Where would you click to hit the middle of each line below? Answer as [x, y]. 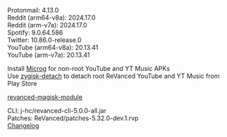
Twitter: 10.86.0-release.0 [44, 40]
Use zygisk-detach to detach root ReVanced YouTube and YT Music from [114, 76]
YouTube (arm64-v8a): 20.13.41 [53, 47]
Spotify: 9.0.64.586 [35, 32]
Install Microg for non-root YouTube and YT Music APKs [89, 68]
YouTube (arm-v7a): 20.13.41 [49, 55]
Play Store [22, 83]
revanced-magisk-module [45, 97]
